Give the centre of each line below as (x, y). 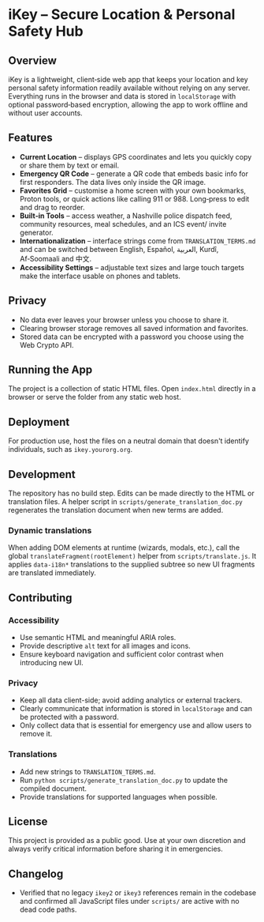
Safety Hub (46, 31)
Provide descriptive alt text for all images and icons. (105, 646)
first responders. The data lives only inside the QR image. (113, 182)
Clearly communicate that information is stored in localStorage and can (136, 709)
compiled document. (53, 788)
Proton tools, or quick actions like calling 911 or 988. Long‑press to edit (134, 198)
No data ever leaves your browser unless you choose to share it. (124, 320)
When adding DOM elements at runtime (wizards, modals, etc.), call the (124, 548)
